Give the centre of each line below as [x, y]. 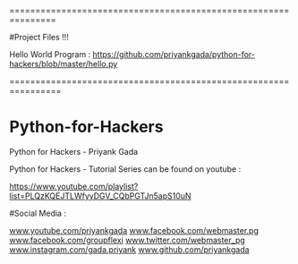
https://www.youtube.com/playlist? [74, 186]
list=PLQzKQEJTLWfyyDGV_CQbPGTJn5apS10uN [100, 196]
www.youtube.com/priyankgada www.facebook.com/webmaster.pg [134, 230]
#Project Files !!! [39, 37]
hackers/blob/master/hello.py [64, 64]
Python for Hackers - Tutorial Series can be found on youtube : [125, 169]
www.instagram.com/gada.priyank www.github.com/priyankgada [129, 249]
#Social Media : [38, 213]
